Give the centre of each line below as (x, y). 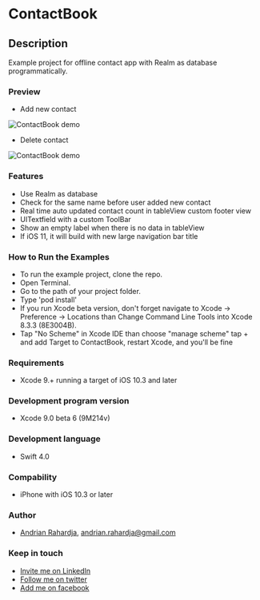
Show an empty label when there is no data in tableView (112, 228)
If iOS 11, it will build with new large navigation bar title (109, 236)
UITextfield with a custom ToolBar (76, 219)
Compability (33, 477)
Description (38, 44)
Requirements (36, 363)
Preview (24, 91)
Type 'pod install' (48, 300)
